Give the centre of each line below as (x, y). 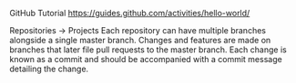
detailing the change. (49, 69)
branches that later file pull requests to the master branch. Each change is (148, 50)
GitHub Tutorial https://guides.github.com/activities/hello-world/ (130, 13)
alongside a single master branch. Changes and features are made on (140, 40)
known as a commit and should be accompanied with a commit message (146, 59)
